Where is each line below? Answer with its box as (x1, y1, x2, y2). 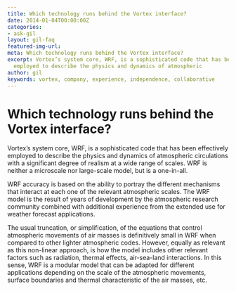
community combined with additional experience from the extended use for (7, 202, 226, 211)
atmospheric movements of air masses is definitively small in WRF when (7, 231, 216, 240)
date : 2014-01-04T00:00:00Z (7, 17, 90, 24)
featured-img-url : (7, 43, 61, 50)
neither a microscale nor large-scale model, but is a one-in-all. (7, 167, 188, 175)
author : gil (7, 69, 42, 76)
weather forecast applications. (7, 210, 96, 219)
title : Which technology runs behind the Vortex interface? (7, 10, 188, 18)
